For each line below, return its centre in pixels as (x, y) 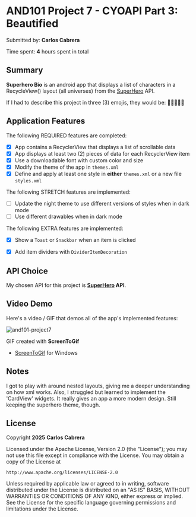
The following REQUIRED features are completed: (67, 135)
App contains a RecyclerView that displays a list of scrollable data (95, 147)
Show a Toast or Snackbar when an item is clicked (75, 240)
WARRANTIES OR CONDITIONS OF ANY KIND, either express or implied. (94, 496)
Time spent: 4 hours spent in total (48, 51)
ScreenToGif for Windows (46, 352)
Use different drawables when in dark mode (69, 216)
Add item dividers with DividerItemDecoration (71, 252)
